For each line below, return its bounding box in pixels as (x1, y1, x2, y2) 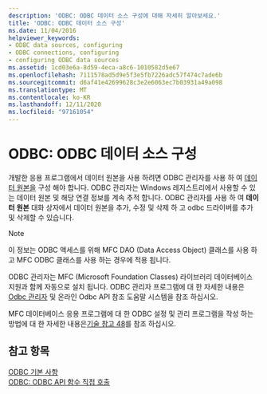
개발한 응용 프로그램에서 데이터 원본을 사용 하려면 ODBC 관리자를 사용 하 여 (8, 172, 243, 182)
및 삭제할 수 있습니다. (8, 212, 74, 222)
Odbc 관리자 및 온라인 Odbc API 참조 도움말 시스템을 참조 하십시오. (8, 292, 218, 301)
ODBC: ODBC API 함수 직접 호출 (8, 376, 110, 387)
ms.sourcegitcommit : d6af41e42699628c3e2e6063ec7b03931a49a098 (8, 78, 223, 86)
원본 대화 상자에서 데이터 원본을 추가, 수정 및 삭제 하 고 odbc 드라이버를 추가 (16, 203, 253, 212)
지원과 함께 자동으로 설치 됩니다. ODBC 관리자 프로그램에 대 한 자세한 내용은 (8, 282, 245, 291)
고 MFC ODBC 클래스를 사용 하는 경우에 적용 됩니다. (8, 254, 171, 264)
